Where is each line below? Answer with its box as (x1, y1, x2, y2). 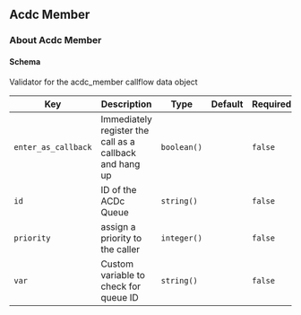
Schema (9, 56, 41, 66)
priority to (100, 232, 142, 244)
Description (100, 98, 152, 110)
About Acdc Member (9, 34, 102, 47)
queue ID (100, 291, 139, 303)
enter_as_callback (13, 142, 92, 152)
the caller (100, 242, 141, 255)
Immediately (100, 112, 152, 125)
